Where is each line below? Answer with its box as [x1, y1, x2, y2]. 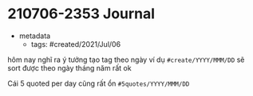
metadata [18, 31, 51, 40]
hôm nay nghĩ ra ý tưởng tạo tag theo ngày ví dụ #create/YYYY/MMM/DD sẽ [7, 55, 245, 64]
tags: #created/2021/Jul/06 [30, 39, 121, 48]
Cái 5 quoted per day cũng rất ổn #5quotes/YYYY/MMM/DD [7, 79, 190, 88]
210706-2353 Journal [7, 5, 156, 23]
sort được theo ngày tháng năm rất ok [7, 63, 132, 72]
